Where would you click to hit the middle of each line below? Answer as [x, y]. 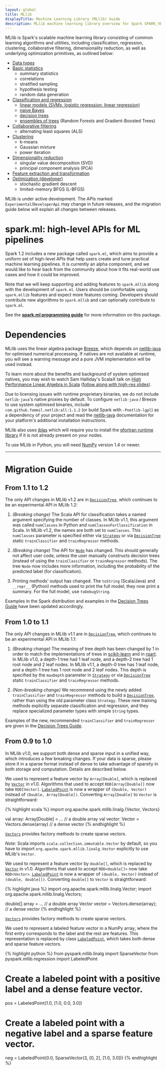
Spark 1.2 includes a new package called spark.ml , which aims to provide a [82, 254]
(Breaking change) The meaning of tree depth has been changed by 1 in [85, 649]
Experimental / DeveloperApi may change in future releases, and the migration [83, 204]
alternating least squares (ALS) [51, 131]
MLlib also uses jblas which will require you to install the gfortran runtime [79, 430]
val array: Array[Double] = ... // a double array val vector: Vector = [72, 819]
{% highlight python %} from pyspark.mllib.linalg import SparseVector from [82, 953]
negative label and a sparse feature [79, 1033]
